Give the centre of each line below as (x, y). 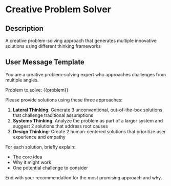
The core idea (27, 157)
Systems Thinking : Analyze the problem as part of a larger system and (88, 120)
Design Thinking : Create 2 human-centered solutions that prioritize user (89, 131)
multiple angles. (22, 80)
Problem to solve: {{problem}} (37, 90)
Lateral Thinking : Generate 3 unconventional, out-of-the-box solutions (88, 110)
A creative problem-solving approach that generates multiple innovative (81, 40)
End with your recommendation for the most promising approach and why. (84, 177)
